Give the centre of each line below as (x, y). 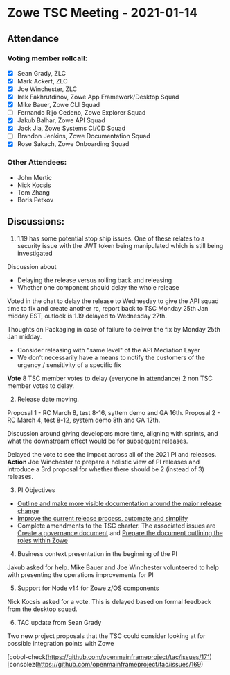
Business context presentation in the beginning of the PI (97, 553)
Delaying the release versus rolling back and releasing (95, 280)
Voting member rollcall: (47, 58)
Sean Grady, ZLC (42, 73)
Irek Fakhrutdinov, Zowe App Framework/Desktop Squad (98, 97)
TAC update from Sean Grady (59, 622)
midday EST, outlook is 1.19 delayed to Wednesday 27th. (87, 316)
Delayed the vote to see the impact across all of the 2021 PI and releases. (112, 454)
